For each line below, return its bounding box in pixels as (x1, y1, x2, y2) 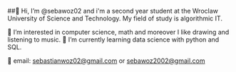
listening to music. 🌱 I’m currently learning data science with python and (7, 35, 220, 44)
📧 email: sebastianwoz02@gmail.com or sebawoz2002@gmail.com (7, 56, 205, 65)
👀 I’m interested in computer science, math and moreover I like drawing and (7, 28, 230, 36)
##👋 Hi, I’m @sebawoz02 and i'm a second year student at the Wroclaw (7, 7, 219, 15)
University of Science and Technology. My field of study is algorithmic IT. (7, 14, 223, 23)
